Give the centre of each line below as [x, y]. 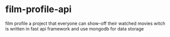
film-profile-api [39, 9]
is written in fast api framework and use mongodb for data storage [75, 28]
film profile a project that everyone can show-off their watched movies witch [85, 23]
